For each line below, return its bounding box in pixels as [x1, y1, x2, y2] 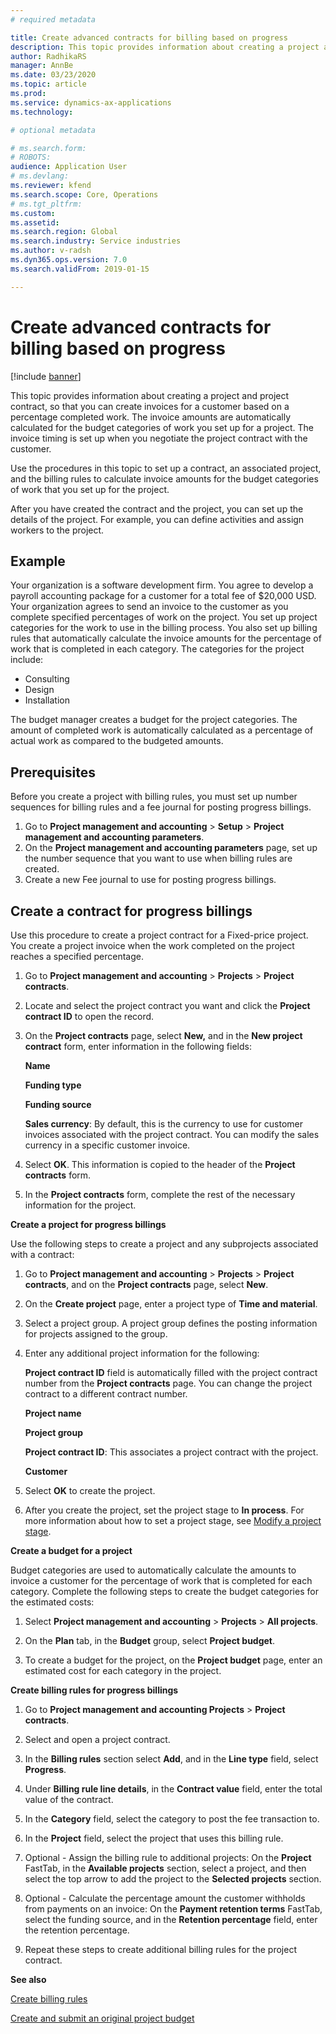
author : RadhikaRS [10, 51, 87, 61]
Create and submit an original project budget [10, 2012, 195, 2024]
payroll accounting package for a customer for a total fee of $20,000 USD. [10, 590, 317, 602]
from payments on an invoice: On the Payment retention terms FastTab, [24, 1903, 323, 1915]
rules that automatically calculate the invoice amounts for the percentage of [10, 632, 322, 645]
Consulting [24, 673, 70, 685]
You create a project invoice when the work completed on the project [10, 940, 295, 951]
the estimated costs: [10, 1596, 95, 1608]
